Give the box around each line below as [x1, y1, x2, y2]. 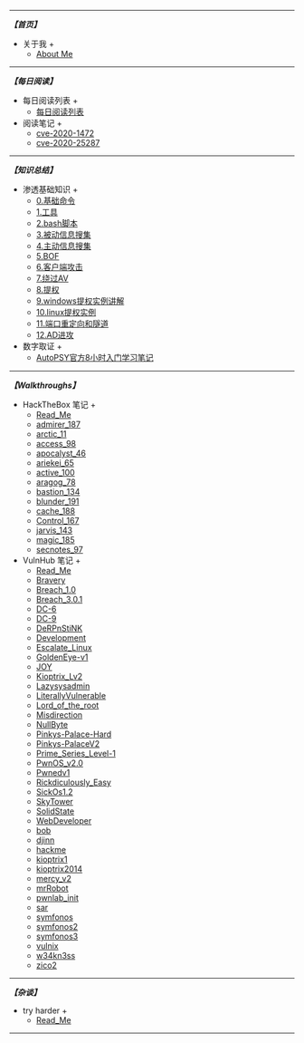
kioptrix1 [35, 854, 68, 864]
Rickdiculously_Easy [35, 777, 111, 787]
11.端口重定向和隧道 [35, 318, 109, 329]
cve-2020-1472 [35, 128, 95, 139]
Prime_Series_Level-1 [35, 748, 116, 758]
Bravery [35, 575, 66, 585]
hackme [35, 845, 66, 855]
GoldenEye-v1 [35, 652, 89, 662]
